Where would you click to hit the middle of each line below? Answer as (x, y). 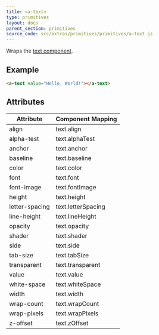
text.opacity (72, 226)
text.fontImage (76, 187)
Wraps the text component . (40, 51)
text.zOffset (72, 323)
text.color (69, 168)
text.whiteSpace (78, 284)
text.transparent (78, 265)
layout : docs (22, 23)
